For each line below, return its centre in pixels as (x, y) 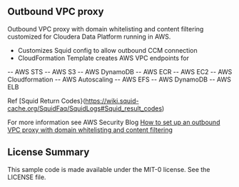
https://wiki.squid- (112, 101)
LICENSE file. (27, 177)
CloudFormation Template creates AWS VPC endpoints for (103, 58)
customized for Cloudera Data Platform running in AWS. (89, 36)
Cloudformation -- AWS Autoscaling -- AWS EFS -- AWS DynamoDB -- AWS (119, 79)
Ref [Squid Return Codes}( (46, 101)
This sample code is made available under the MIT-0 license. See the (109, 169)
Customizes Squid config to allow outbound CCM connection (107, 50)
